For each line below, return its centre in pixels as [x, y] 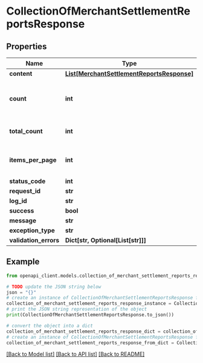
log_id [18, 201]
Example [23, 262]
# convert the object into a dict [50, 325]
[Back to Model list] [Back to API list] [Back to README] [76, 354]
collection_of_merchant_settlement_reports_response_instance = [89, 304]
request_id [25, 191]
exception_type [32, 230]
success [22, 211]
